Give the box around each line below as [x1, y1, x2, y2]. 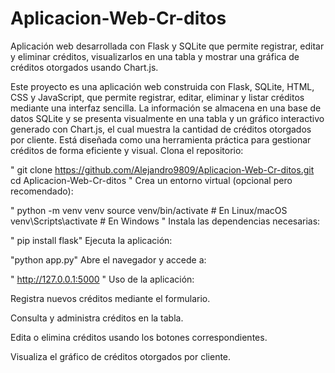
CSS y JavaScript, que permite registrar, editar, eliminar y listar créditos [10, 91, 305, 103]
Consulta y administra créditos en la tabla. [10, 312, 184, 324]
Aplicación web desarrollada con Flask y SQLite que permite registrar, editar [10, 40, 325, 52]
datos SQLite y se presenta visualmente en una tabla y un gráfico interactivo [10, 112, 325, 124]
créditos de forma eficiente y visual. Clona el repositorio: [10, 144, 244, 156]
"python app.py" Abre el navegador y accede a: [10, 253, 207, 266]
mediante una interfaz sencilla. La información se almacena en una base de [10, 102, 322, 114]
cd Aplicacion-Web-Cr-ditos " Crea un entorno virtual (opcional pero [10, 174, 293, 186]
